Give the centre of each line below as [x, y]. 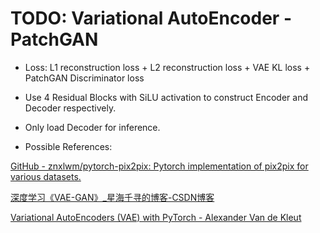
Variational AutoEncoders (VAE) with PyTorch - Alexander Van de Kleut [156, 217]
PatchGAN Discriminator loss [84, 78]
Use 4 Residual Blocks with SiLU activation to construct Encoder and [166, 97]
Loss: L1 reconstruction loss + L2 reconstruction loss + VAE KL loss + [167, 67]
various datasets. [46, 176]
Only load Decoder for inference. [92, 127]
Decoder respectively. [70, 108]
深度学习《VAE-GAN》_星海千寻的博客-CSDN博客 [112, 197]
